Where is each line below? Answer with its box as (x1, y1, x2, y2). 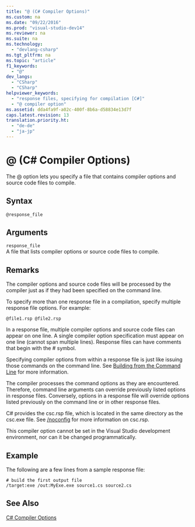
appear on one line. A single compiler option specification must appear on (6, 332, 184, 340)
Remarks (6, 265, 40, 275)
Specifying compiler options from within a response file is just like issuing (6, 356, 183, 363)
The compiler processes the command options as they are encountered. (6, 380, 180, 387)
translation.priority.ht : (6, 118, 69, 124)
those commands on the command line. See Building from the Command (6, 362, 181, 369)
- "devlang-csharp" (11, 47, 59, 53)
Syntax (6, 196, 33, 206)
